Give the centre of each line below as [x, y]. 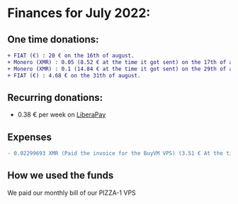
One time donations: [53, 39]
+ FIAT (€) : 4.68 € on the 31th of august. [74, 75]
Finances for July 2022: [79, 13]
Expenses [29, 137]
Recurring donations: [55, 97]
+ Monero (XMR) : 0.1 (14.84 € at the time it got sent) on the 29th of [117, 69]
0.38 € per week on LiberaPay [62, 114]
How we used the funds [61, 176]
